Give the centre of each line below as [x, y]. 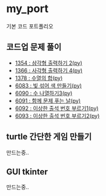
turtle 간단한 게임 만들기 [49, 137]
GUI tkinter [27, 171]
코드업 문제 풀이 [34, 47]
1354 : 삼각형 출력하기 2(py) [49, 63]
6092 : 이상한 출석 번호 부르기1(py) [57, 108]
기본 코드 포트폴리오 [30, 26]
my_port [28, 9]
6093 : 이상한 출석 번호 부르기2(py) [57, 116]
